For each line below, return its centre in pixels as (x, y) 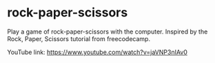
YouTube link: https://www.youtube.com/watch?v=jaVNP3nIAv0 (98, 52)
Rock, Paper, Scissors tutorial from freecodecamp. (79, 38)
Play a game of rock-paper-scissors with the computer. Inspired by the (107, 32)
